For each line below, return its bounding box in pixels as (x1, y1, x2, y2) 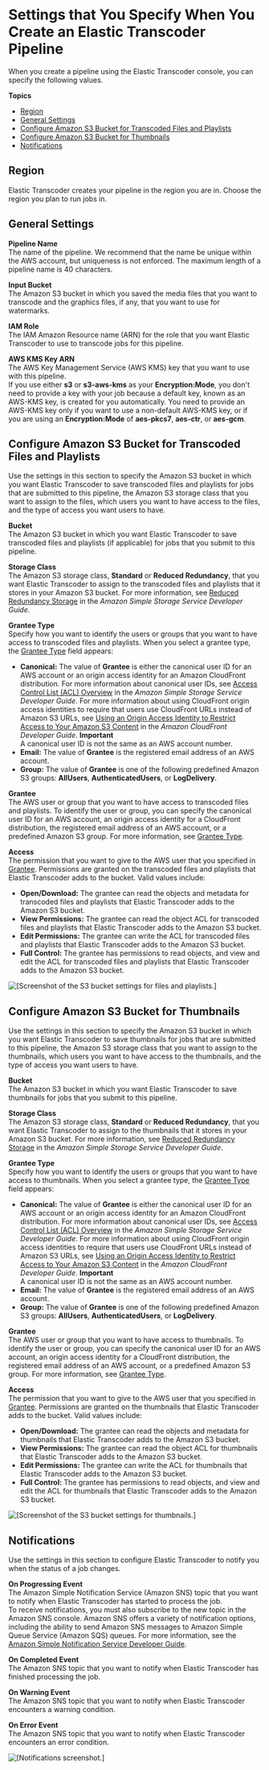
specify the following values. (8, 75, 104, 85)
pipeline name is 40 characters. (8, 264, 113, 274)
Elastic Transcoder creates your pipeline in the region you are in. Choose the (8, 185, 262, 195)
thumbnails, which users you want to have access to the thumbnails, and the (8, 1051, 262, 1061)
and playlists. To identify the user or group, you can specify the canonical (8, 806, 251, 815)
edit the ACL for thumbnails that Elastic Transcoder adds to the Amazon (19, 1486, 257, 1496)
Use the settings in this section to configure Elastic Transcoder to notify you (8, 1555, 259, 1565)
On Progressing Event (8, 1579, 83, 1589)
